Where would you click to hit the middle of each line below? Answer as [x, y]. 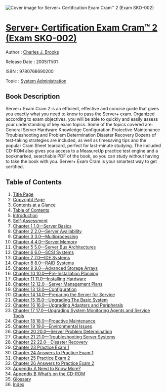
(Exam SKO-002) [41, 39]
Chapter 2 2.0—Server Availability [47, 231]
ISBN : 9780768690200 [30, 71]
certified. [15, 166]
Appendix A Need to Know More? [47, 368]
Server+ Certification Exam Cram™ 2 [82, 28]
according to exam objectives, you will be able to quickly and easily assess [82, 119]
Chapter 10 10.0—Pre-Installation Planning [56, 273]
